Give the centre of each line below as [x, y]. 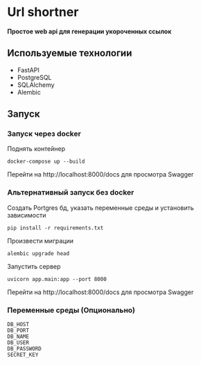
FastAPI [28, 70]
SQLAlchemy [36, 85]
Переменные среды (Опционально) [71, 310]
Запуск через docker [44, 134]
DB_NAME [18, 337]
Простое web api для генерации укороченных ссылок [89, 31]
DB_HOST [18, 325]
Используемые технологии [70, 53]
